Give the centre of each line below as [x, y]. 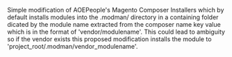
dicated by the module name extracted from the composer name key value [114, 24]
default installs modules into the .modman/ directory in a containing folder [113, 17]
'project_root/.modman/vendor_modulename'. [73, 46]
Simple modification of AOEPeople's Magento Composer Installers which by [116, 10]
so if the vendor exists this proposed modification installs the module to [109, 39]
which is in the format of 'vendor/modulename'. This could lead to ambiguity [116, 32]
